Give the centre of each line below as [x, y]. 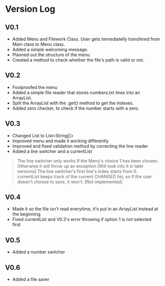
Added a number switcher [39, 252]
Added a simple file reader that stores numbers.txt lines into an [76, 93]
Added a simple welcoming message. [50, 49]
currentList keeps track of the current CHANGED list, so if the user [84, 176]
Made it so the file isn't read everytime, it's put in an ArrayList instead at [85, 209]
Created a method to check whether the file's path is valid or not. [78, 60]
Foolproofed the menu [35, 87]
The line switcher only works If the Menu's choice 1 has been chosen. [88, 160]
